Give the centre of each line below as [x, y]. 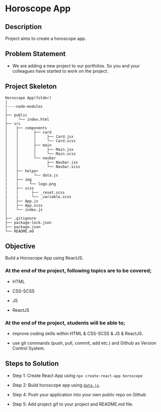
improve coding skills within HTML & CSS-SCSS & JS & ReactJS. [78, 334]
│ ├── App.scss [24, 205]
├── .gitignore [21, 218]
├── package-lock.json [28, 222]
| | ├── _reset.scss [35, 192]
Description [23, 27]
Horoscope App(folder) [28, 98]
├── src [13, 123]
